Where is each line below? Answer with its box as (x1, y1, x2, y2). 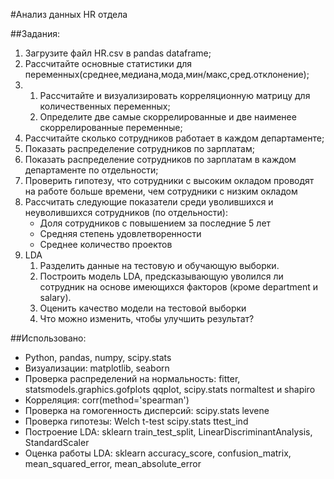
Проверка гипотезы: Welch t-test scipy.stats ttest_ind (24, 415, 249, 427)
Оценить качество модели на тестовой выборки (39, 302, 247, 314)
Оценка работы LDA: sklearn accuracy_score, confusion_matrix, (24, 447, 292, 459)
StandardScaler (24, 437, 90, 448)
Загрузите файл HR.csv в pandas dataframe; (24, 47, 212, 59)
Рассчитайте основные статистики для (24, 58, 193, 69)
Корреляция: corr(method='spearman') (24, 394, 190, 406)
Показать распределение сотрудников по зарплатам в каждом (24, 154, 297, 165)
